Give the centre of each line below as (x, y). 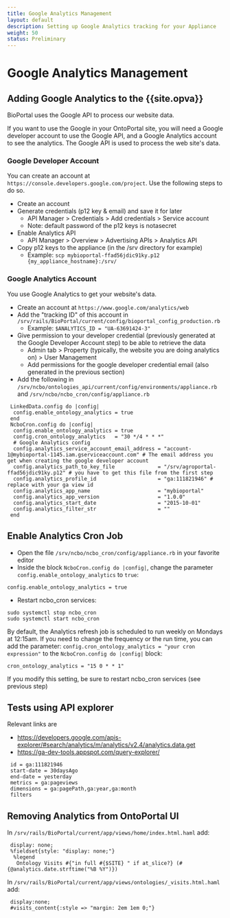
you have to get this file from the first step (144, 472)
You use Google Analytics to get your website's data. (82, 294)
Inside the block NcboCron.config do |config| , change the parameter (115, 567)
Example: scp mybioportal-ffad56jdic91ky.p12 (93, 255)
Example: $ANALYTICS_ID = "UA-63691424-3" (89, 328)
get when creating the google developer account (78, 461)
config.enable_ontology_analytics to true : (78, 574)
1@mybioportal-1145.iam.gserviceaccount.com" (73, 455)
